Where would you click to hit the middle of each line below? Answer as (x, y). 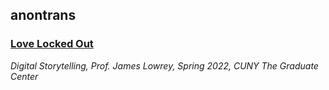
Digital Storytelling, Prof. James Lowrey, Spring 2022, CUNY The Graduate (164, 65)
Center (24, 76)
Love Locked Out (52, 44)
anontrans (43, 15)
